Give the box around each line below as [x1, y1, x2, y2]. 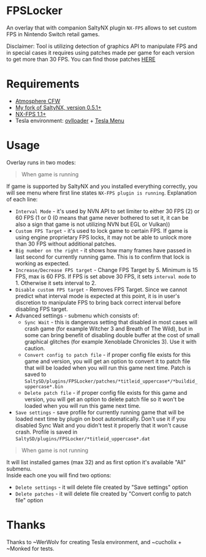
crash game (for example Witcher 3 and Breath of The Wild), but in [24, 325, 193, 332]
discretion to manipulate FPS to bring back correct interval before [15, 298, 181, 306]
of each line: [6, 195, 38, 203]
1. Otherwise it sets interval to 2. [15, 279, 97, 286]
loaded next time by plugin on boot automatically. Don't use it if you [15, 415, 186, 423]
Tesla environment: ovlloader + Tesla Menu [15, 117, 124, 124]
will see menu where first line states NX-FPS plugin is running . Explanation [6, 189, 197, 197]
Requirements [6, 77, 80, 91]
